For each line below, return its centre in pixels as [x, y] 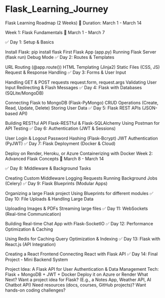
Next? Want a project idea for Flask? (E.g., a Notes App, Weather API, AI [78, 279]
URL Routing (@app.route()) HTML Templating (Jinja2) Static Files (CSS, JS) [82, 67]
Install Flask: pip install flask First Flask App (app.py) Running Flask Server [81, 52]
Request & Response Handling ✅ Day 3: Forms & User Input [66, 72]
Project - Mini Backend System [37, 259]
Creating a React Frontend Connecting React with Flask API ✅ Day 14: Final [82, 254]
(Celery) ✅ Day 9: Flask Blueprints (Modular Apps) [56, 183]
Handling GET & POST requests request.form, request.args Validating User [81, 82]
